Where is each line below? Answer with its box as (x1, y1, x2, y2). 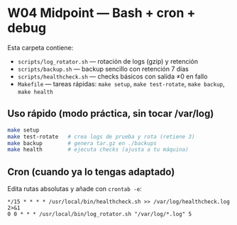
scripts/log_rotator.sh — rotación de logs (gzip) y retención (17, 57, 199, 65)
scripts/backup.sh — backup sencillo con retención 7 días (17, 64, 189, 73)
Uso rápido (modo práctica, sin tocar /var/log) (7, 108, 214, 120)
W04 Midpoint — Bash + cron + (7, 5, 196, 21)
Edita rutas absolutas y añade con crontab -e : (7, 185, 142, 193)
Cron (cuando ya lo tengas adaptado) (7, 166, 175, 178)
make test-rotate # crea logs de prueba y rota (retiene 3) (7, 133, 195, 140)
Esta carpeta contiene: (7, 43, 74, 52)
